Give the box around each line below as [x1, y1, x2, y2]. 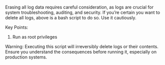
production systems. [5, 54, 47, 60]
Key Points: [5, 24, 28, 30]
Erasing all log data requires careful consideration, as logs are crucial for [5, 4, 154, 10]
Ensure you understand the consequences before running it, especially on [5, 49, 157, 55]
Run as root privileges [12, 34, 58, 40]
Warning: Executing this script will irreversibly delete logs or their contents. [5, 44, 159, 49]
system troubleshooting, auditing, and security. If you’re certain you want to [5, 9, 161, 15]
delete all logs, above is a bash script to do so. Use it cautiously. [5, 15, 137, 20]
